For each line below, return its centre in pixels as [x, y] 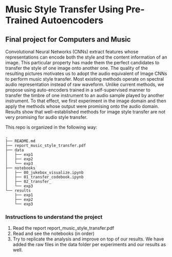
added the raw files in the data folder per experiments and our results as [89, 245]
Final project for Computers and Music [68, 39]
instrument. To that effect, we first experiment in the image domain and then [86, 101]
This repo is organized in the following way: [51, 127]
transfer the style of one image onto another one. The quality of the [77, 68]
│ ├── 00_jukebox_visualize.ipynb [44, 173]
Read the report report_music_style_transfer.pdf [63, 228]
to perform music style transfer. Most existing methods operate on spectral [85, 79]
